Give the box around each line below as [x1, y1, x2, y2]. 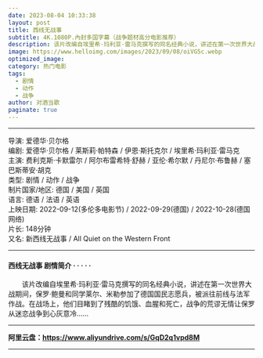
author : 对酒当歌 [8, 99, 60, 107]
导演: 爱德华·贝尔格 [8, 136, 70, 145]
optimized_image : [8, 56, 65, 63]
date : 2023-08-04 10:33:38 [8, 11, 96, 20]
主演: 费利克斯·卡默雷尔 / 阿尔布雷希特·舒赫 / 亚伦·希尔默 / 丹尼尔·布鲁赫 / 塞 [8, 156, 251, 165]
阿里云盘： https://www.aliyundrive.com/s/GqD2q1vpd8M [8, 333, 200, 342]
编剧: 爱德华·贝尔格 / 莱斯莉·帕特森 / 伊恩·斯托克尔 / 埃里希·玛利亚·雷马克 [8, 146, 240, 155]
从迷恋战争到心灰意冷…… [8, 309, 89, 318]
